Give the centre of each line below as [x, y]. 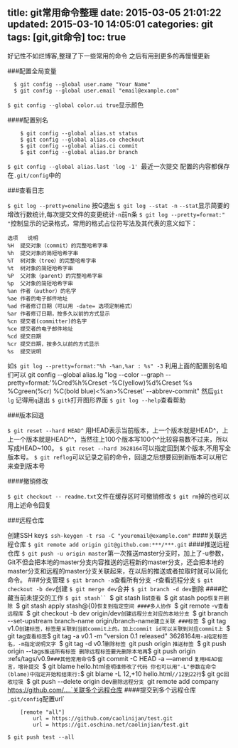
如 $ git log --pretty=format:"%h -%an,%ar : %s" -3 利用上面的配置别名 [114, 365]
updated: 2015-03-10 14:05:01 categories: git [110, 25]
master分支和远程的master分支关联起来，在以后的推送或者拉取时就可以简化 [118, 571]
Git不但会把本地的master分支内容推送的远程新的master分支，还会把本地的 [116, 562]
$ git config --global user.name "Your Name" [82, 84]
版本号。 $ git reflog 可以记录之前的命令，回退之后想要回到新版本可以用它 [118, 457]
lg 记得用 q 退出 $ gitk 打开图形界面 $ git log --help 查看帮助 [97, 400]
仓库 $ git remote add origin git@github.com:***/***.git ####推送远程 [121, 544]
